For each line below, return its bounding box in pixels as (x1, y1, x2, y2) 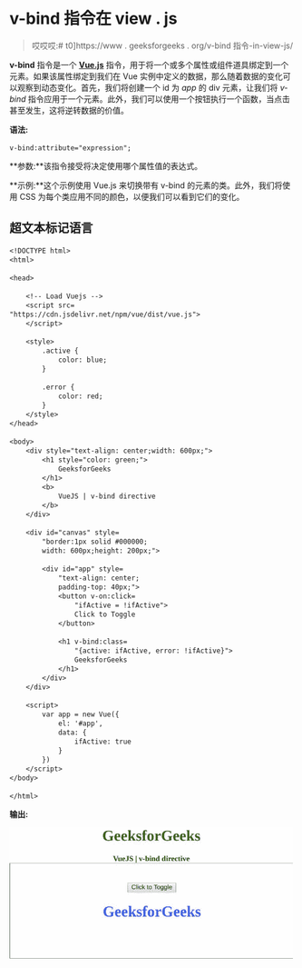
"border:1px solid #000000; (42, 537, 148, 546)
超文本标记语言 (9, 220, 93, 236)
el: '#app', (57, 719, 103, 728)
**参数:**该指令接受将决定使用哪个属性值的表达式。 (9, 160, 203, 171)
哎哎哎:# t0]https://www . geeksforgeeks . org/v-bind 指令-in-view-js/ (31, 40, 294, 51)
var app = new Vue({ (42, 710, 120, 719)
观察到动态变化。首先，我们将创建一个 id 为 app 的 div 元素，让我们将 (16, 82, 278, 93)
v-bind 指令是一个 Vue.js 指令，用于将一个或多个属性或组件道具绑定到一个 (9, 59, 289, 70)
